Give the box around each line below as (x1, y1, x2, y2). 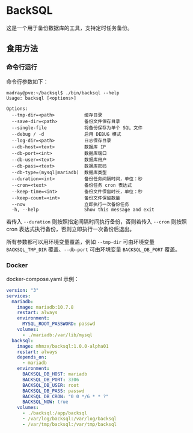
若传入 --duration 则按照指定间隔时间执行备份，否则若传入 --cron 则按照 (6, 217, 188, 225)
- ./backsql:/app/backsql (22, 410, 87, 416)
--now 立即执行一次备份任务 (11, 201, 129, 207)
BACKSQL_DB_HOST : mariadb (22, 371, 87, 377)
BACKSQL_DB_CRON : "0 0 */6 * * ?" (22, 393, 109, 399)
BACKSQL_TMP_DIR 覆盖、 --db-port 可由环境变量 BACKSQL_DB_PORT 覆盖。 (6, 246, 180, 253)
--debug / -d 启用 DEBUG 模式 (11, 131, 121, 137)
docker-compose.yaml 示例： (6, 275, 80, 282)
